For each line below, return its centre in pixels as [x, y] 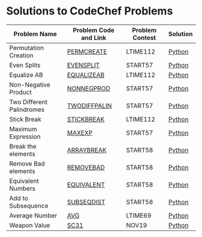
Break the [23, 146]
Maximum [23, 129]
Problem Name [35, 34]
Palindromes [27, 109]
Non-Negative [30, 84]
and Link [93, 37]
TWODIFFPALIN [90, 105]
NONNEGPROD [89, 88]
